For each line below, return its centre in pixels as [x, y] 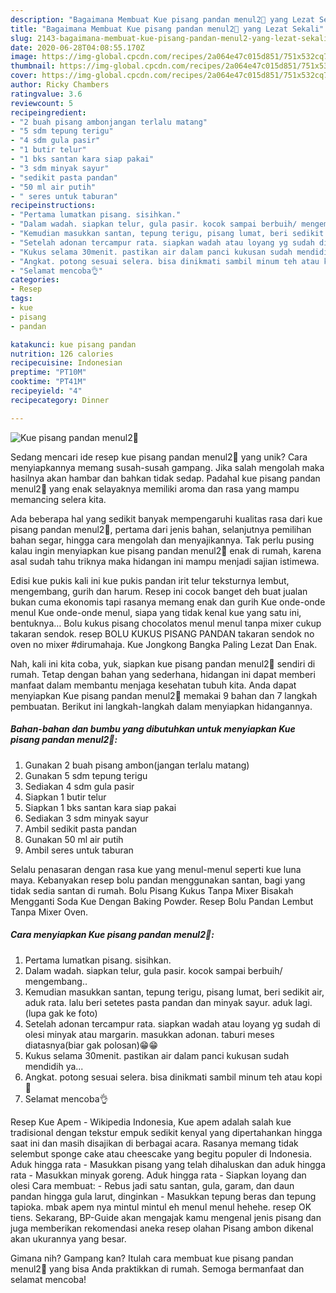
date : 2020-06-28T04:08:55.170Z [77, 47]
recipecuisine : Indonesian [66, 363]
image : [24, 57]
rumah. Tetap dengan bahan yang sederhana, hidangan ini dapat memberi [163, 674]
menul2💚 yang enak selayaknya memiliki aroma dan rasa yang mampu [155, 488]
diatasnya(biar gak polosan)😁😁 [91, 1045]
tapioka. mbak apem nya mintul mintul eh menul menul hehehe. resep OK [161, 1207]
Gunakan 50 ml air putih [74, 839]
